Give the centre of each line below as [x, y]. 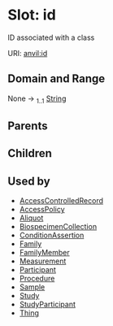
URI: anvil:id [28, 53]
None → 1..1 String [37, 99]
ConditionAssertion [52, 235]
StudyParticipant [48, 304]
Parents [28, 126]
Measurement [43, 261]
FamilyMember [44, 253]
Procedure [37, 279]
